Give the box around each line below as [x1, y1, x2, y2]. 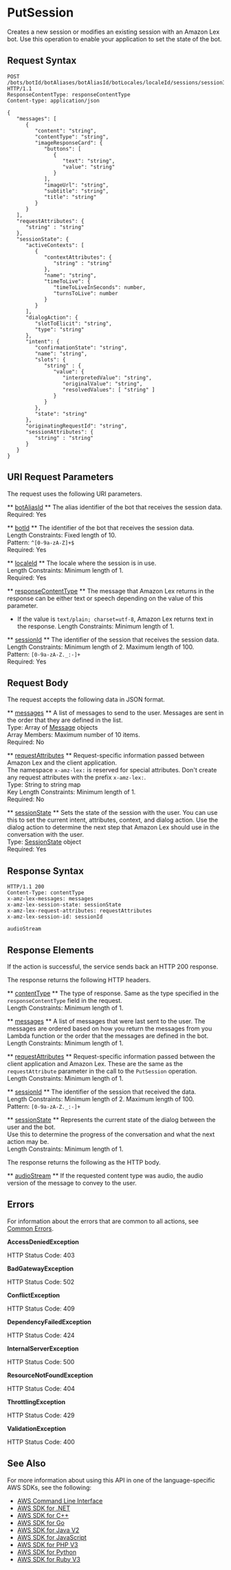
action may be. [7, 1138, 49, 1145]
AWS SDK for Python [16, 1547, 77, 1556]
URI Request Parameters [7, 471, 114, 483]
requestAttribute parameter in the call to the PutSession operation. [7, 1067, 197, 1075]
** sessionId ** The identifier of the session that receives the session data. [7, 635, 219, 644]
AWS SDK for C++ [16, 1511, 69, 1519]
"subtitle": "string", [43, 187, 109, 194]
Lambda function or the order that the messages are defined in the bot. [7, 1032, 208, 1040]
